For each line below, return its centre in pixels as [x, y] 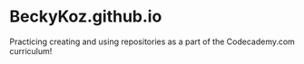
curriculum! [31, 50]
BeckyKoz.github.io [86, 17]
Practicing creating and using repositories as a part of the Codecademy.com [152, 41]
